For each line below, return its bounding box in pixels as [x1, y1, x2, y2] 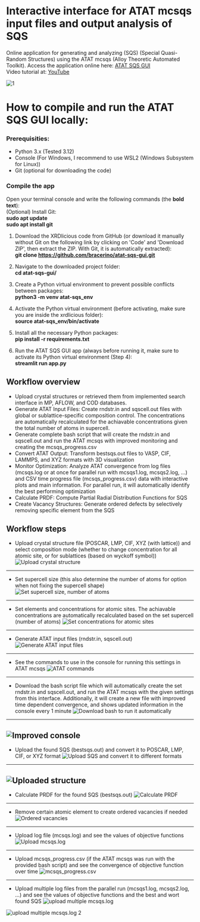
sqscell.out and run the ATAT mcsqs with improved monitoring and [14, 437, 178, 444]
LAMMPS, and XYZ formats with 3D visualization [14, 456, 135, 463]
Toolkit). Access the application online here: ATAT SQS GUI [6, 61, 151, 69]
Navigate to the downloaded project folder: [14, 263, 121, 270]
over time [14, 868, 39, 875]
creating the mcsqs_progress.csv [14, 443, 97, 450]
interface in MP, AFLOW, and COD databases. [14, 399, 127, 406]
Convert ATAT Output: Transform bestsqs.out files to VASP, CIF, [14, 450, 171, 457]
